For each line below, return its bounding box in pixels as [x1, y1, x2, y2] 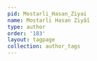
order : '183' [7, 29, 46, 37]
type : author [7, 23, 46, 30]
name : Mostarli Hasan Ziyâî [7, 17, 91, 24]
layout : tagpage [7, 36, 55, 43]
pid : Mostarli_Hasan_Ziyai [7, 10, 87, 18]
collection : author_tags [7, 43, 81, 50]
